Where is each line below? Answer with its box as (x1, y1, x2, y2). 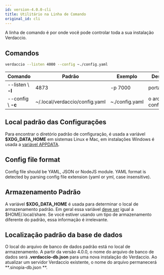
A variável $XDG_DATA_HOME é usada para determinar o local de (5, 201, 139, 207)
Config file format (5, 156, 60, 164)
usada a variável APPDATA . (5, 141, 60, 147)
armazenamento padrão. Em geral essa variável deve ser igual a (5, 206, 134, 212)
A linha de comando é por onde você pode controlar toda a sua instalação (5, 30, 154, 36)
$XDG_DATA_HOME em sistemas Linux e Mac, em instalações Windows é (5, 136, 155, 142)
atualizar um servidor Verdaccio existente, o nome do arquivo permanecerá (5, 259, 157, 265)
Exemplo (116, 73, 138, 80)
